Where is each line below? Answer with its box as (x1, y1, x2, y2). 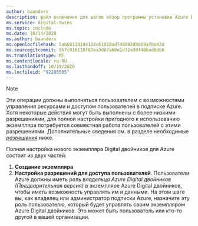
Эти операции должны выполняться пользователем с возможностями (6, 97, 184, 104)
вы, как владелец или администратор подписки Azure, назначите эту (14, 195, 190, 202)
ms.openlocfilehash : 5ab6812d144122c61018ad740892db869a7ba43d (6, 42, 165, 48)
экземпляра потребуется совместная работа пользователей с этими (6, 122, 181, 129)
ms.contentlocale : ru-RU (6, 58, 67, 64)
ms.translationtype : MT (6, 53, 65, 58)
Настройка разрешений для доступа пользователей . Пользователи (14, 169, 190, 177)
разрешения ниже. (6, 134, 54, 142)
